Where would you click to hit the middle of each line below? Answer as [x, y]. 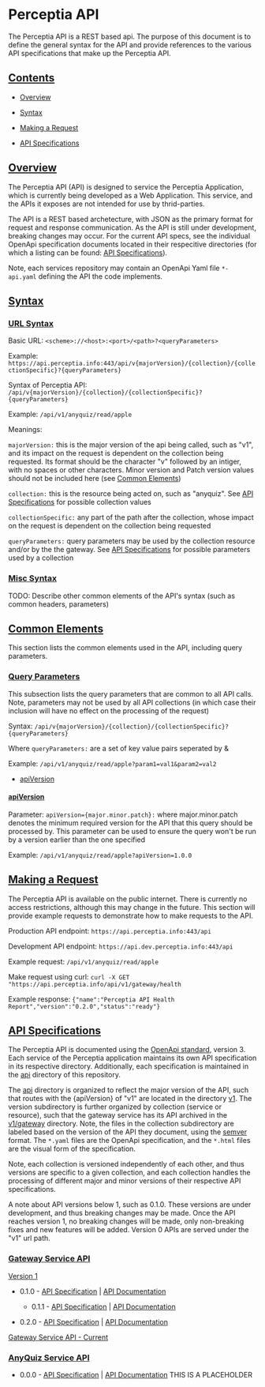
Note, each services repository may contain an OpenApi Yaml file [114, 268]
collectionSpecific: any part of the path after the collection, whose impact [131, 517]
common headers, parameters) [58, 604]
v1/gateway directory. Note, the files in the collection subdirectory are [121, 1124]
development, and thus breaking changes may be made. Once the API [122, 1213]
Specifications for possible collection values [80, 502]
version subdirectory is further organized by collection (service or [115, 1107]
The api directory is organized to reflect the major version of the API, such [129, 1090]
